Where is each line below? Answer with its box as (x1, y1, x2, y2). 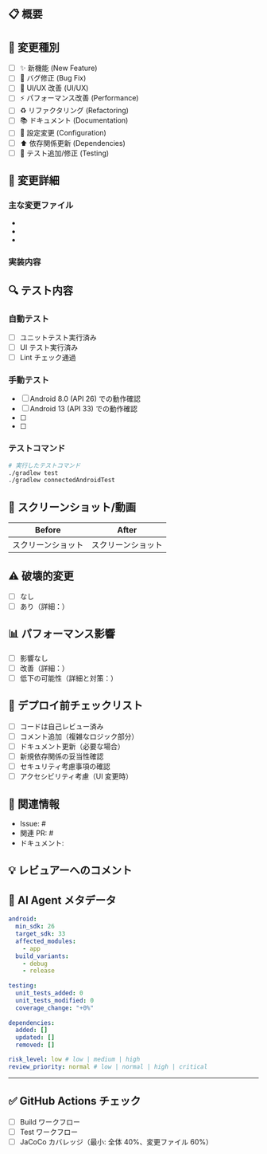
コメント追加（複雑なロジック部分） (19, 732, 139, 741)
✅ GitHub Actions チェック (8, 1094, 141, 1108)
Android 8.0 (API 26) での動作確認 (29, 394, 141, 404)
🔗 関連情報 (8, 797, 60, 811)
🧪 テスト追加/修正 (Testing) (19, 148, 110, 158)
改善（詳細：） (19, 663, 69, 673)
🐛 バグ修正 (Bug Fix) (19, 73, 87, 83)
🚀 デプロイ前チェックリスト (8, 699, 143, 712)
